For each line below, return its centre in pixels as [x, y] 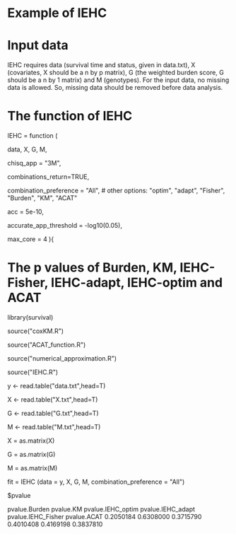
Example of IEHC [57, 13]
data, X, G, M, [27, 149]
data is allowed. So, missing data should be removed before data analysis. [115, 88]
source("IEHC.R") [33, 372]
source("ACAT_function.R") [47, 345]
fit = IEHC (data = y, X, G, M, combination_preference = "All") [96, 482]
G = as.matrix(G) [31, 454]
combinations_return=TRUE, [48, 177]
